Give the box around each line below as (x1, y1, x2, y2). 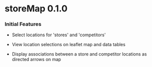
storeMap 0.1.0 (4, 3, 68, 14)
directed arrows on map (11, 57, 61, 63)
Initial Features (4, 21, 42, 28)
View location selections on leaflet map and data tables (11, 42, 126, 48)
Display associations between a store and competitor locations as (11, 51, 147, 57)
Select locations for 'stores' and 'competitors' (11, 32, 106, 38)
